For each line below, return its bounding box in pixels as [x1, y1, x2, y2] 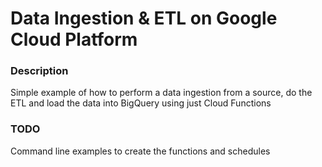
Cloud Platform [10, 28, 138, 51]
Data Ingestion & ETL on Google [10, 7, 278, 30]
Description [10, 64, 69, 78]
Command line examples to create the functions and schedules [10, 145, 271, 157]
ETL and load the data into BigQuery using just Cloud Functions [10, 97, 272, 109]
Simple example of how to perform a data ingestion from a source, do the [10, 87, 313, 99]
